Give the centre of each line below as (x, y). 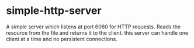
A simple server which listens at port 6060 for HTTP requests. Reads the (93, 27)
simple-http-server (54, 11)
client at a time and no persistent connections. (62, 39)
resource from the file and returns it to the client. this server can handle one (97, 32)
